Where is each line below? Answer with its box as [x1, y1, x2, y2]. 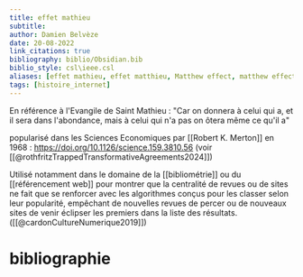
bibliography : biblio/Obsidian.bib [9, 55, 143, 64]
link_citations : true [9, 47, 91, 56]
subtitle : [9, 22, 47, 31]
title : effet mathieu [9, 13, 91, 23]
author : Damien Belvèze [9, 30, 99, 39]
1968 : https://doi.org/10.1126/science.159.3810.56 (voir [9, 142, 213, 152]
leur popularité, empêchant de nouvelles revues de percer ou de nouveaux [9, 198, 287, 208]
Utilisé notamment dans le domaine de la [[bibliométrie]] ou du [9, 169, 242, 180]
